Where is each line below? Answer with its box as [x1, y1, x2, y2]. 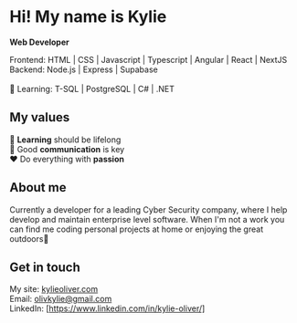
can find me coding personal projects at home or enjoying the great [9, 224, 263, 234]
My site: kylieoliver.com [9, 284, 99, 295]
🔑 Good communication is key [9, 143, 125, 154]
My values [9, 109, 70, 125]
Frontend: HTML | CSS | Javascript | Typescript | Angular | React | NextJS [9, 54, 288, 65]
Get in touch [9, 259, 80, 275]
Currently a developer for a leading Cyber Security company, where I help [9, 203, 288, 215]
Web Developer [9, 36, 70, 47]
